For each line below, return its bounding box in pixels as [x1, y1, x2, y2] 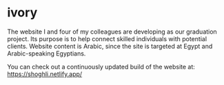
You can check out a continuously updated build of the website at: [7, 62, 195, 71]
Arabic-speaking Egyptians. [7, 49, 86, 58]
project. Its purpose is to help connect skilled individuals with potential [7, 34, 207, 42]
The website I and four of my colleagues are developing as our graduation [7, 27, 217, 36]
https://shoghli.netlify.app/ [7, 70, 83, 78]
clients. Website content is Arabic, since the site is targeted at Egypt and [7, 42, 213, 50]
